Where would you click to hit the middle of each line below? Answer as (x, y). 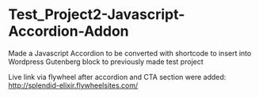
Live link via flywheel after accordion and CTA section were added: (117, 77)
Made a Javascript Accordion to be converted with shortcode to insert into (130, 53)
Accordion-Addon (69, 31)
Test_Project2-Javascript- (97, 15)
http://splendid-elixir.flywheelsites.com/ (73, 85)
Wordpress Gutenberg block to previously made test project (106, 62)
